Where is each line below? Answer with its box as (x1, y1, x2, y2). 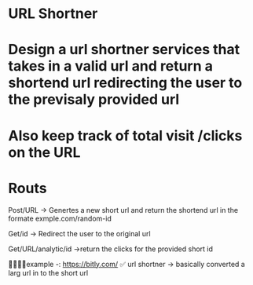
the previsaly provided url (8, 91, 180, 108)
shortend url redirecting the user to (8, 74, 243, 92)
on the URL (8, 143, 81, 161)
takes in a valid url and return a (8, 57, 214, 75)
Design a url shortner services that (8, 41, 240, 59)
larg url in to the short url (8, 268, 89, 277)
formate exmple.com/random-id (8, 214, 112, 223)
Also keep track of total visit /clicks (8, 126, 243, 144)
